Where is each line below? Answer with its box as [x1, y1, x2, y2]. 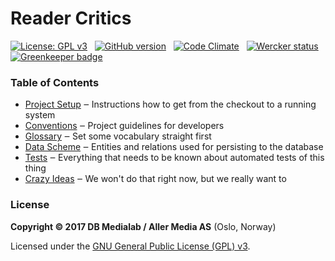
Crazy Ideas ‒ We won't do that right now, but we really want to [24, 173, 287, 185]
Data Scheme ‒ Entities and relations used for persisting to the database [24, 141, 324, 153]
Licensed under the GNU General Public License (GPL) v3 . [10, 240, 251, 252]
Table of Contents [10, 75, 100, 89]
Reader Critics [10, 7, 132, 30]
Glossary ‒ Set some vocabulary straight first [24, 130, 212, 142]
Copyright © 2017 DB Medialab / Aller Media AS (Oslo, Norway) [10, 220, 277, 232]
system [24, 109, 56, 121]
